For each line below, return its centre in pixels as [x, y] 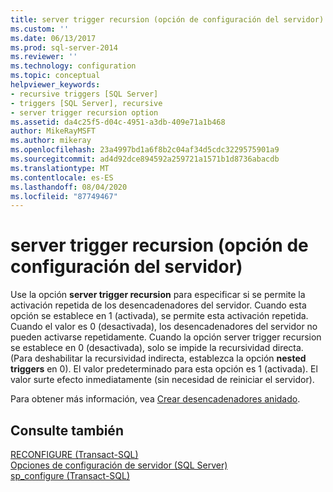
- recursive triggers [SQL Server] [84, 94]
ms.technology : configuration [73, 66]
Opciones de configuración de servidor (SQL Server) [119, 465]
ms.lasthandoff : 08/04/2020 [69, 187]
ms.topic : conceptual [55, 76]
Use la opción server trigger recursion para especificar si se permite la [158, 295]
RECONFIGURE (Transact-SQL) [74, 454]
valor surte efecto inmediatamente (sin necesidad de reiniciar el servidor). [162, 380]
